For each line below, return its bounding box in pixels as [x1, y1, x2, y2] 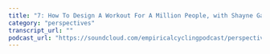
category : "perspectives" [8, 19, 95, 27]
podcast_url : [8, 33, 52, 42]
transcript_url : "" [8, 26, 74, 34]
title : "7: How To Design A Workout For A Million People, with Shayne [8, 11, 253, 20]
